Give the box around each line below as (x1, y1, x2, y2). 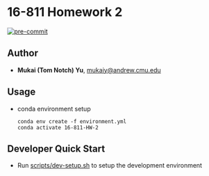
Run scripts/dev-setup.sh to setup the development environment (17, 161, 203, 170)
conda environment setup (17, 104, 92, 113)
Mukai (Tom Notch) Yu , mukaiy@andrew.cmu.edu (17, 65, 161, 74)
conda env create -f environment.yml (17, 118, 127, 125)
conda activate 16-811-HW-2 (17, 124, 99, 131)
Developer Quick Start (7, 143, 106, 154)
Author (7, 47, 38, 59)
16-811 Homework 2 (7, 4, 123, 20)
